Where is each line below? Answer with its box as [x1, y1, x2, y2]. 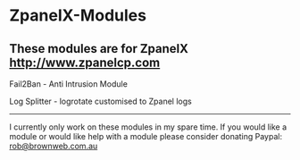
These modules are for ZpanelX [9, 41, 189, 56]
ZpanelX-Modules [9, 5, 147, 26]
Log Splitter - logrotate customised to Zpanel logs [9, 96, 192, 106]
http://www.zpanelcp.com [9, 55, 161, 70]
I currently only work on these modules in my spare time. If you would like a [9, 122, 287, 132]
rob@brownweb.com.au [9, 140, 98, 151]
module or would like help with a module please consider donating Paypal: [9, 131, 283, 141]
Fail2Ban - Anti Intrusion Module [9, 79, 128, 89]
